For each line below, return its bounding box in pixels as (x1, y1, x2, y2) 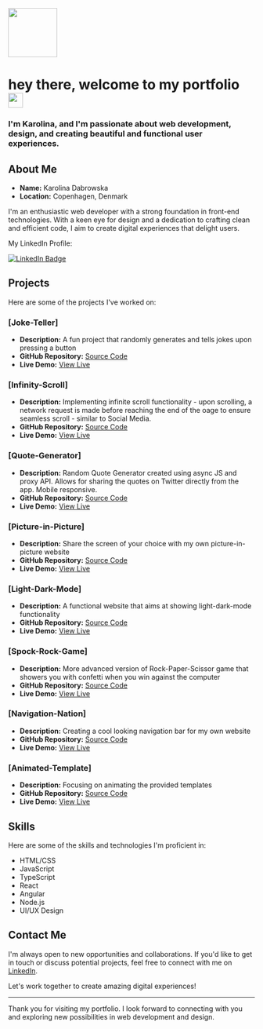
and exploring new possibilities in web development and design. (8, 1012, 215, 1021)
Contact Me (8, 929, 67, 942)
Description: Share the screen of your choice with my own (19, 538, 210, 548)
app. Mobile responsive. (19, 484, 98, 494)
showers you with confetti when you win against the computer (19, 672, 221, 681)
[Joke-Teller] (8, 317, 59, 328)
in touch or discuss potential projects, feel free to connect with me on (8, 958, 232, 967)
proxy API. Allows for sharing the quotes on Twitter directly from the (19, 476, 240, 486)
